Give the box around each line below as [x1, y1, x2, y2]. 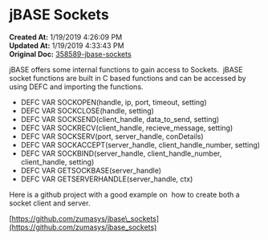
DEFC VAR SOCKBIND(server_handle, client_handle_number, [20, 148, 222, 158]
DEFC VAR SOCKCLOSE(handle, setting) [20, 106, 155, 116]
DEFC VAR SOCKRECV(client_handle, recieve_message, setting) [20, 123, 233, 132]
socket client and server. [9, 198, 91, 208]
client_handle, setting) [20, 157, 95, 166]
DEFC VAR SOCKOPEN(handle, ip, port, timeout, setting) [20, 97, 207, 107]
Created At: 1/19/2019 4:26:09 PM [9, 32, 123, 42]
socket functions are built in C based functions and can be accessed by [9, 73, 247, 83]
